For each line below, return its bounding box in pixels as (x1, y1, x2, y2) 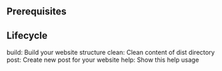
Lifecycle (6, 30, 48, 41)
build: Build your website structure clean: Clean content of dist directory (6, 49, 215, 57)
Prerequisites (6, 6, 67, 18)
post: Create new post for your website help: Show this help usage (6, 56, 200, 64)
